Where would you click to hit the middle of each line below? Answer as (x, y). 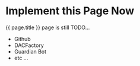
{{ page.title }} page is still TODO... (48, 27)
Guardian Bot (30, 51)
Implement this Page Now (70, 11)
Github (22, 39)
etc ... (21, 58)
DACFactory (29, 45)
